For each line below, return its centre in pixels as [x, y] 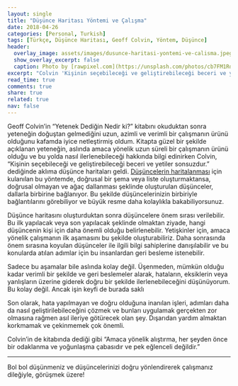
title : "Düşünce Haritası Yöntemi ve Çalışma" [77, 21]
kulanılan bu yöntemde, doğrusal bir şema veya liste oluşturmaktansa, [109, 178]
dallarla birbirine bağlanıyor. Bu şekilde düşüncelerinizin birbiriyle [102, 194]
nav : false [23, 106]
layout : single [30, 14]
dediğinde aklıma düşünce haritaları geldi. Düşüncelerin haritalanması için [115, 171]
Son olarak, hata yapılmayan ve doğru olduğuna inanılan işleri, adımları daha [118, 302]
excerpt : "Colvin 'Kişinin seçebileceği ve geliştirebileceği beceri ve [117, 73]
